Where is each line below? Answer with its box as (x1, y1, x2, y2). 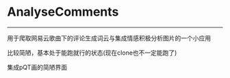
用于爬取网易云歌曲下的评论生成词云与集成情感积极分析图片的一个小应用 (7, 34, 211, 42)
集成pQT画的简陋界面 (7, 63, 67, 71)
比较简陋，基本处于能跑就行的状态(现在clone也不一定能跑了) (7, 49, 177, 57)
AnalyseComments (7, 4, 119, 20)
